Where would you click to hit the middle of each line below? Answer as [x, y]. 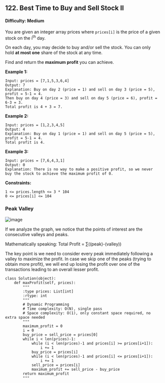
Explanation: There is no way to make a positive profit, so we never [79, 169]
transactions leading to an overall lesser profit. [52, 269]
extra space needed [25, 317]
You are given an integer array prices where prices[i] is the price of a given [83, 32]
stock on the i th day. [25, 38]
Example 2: [17, 116]
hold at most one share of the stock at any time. [54, 53]
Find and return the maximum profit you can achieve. [60, 62]
